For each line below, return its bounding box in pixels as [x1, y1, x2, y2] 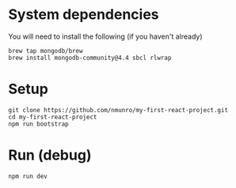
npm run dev [8, 172, 48, 180]
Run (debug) [8, 146, 92, 164]
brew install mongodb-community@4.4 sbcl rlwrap [8, 54, 172, 62]
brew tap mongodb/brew [8, 47, 83, 55]
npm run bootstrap [8, 120, 69, 128]
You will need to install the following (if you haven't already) [8, 32, 204, 41]
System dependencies [8, 6, 159, 24]
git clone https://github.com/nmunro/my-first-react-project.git [8, 106, 228, 114]
